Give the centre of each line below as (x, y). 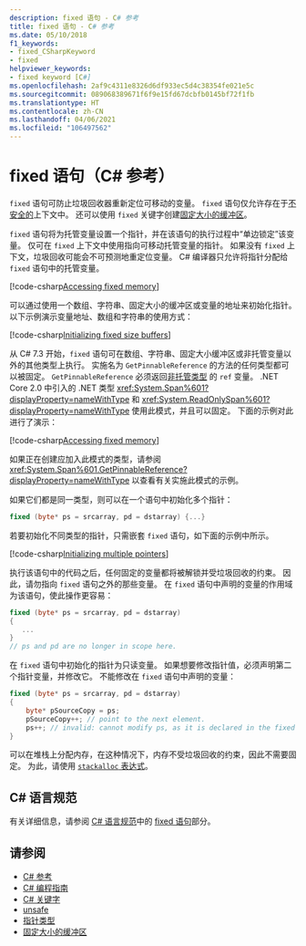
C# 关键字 (41, 899)
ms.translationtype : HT (55, 103)
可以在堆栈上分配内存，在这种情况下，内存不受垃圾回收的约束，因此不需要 (149, 754)
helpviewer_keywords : (51, 69)
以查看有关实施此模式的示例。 (188, 480)
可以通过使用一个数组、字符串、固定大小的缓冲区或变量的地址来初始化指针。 (153, 305)
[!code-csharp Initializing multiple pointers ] (89, 554)
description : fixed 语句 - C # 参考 (74, 18)
